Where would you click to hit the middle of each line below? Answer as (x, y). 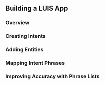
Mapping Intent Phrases (35, 63)
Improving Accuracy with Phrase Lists (52, 76)
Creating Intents (26, 36)
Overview (17, 23)
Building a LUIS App (37, 8)
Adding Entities (24, 50)
